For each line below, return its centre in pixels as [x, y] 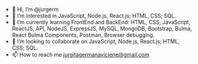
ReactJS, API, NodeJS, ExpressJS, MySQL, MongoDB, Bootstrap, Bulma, [102, 28]
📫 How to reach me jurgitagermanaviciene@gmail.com [80, 55]
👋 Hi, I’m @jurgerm [35, 9]
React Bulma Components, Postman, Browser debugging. [83, 35]
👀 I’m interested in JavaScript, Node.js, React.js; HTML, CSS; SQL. [94, 16]
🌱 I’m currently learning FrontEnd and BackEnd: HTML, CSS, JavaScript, [101, 22]
